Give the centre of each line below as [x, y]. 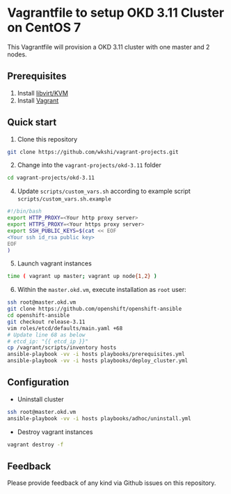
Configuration [38, 382]
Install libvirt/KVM [42, 93]
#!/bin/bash [24, 211]
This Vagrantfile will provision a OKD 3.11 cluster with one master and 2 [109, 47]
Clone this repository [47, 139]
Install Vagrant [38, 100]
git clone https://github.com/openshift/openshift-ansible [95, 309]
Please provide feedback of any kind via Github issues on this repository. [112, 483]
